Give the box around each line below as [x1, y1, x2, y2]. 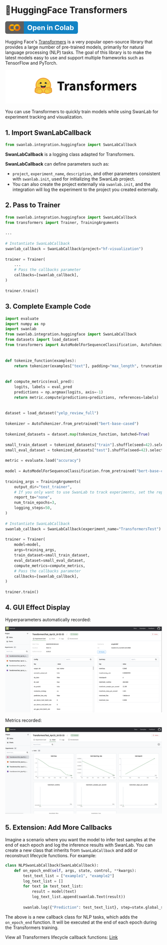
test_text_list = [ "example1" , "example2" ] [23, 873, 114, 878]
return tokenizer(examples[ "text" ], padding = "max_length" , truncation [14, 364, 164, 369]
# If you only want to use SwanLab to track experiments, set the [14, 490, 155, 495]
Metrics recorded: [5, 717, 42, 723]
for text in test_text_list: [23, 884, 83, 889]
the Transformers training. [5, 925, 59, 931]
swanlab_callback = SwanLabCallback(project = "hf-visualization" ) [5, 246, 143, 251]
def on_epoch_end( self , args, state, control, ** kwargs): [14, 868, 137, 873]
